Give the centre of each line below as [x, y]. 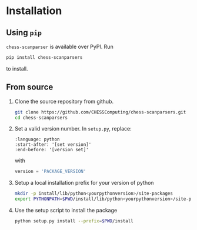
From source [30, 87]
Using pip [24, 33]
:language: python [37, 139]
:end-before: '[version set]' [52, 150]
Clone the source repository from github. [64, 101]
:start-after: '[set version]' [53, 145]
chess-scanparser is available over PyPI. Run [60, 46]
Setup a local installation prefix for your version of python [84, 183]
